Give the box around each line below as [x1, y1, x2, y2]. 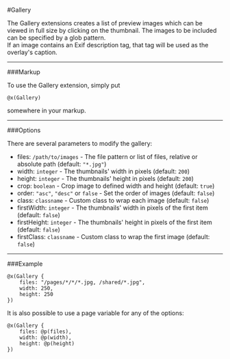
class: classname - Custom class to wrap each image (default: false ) [16, 197, 209, 204]
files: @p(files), [19, 328, 72, 335]
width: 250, [19, 285, 53, 292]
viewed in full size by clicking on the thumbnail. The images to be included [7, 27, 217, 34]
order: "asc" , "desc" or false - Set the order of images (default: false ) [16, 189, 215, 197]
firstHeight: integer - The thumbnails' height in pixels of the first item [16, 219, 212, 226]
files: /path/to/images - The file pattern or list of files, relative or [16, 153, 199, 160]
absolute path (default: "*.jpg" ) [16, 160, 107, 168]
